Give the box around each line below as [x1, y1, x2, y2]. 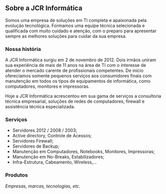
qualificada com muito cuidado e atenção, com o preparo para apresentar [5, 27, 157, 34]
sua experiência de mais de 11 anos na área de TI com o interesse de [5, 62, 146, 68]
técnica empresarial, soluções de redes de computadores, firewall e [5, 98, 145, 104]
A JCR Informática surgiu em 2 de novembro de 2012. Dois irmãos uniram [5, 57, 156, 63]
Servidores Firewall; [12, 138, 54, 144]
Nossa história [5, 45, 41, 52]
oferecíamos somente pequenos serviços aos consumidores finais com [5, 73, 152, 79]
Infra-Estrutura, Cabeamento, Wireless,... [12, 159, 97, 165]
